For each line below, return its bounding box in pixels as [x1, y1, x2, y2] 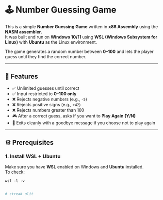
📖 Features [5, 72, 38, 81]
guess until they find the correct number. [5, 53, 87, 59]
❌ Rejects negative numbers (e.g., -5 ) [12, 96, 87, 102]
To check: [5, 169, 25, 175]
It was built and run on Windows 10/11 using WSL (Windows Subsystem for [5, 34, 158, 40]
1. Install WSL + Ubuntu [5, 153, 61, 160]
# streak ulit [5, 192, 34, 197]
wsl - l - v [5, 179, 25, 183]
